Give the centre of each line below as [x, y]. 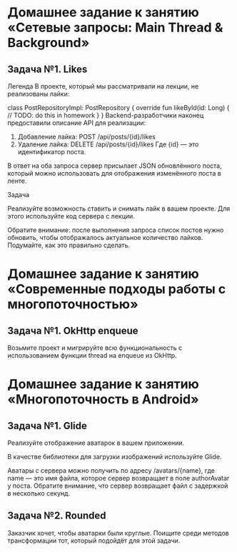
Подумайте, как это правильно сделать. [69, 245]
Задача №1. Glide [47, 426]
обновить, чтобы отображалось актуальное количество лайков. [105, 237]
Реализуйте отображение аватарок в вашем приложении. [96, 443]
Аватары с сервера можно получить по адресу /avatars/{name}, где [111, 471]
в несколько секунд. [39, 493]
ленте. [17, 181]
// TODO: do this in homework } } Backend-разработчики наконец [106, 115]
